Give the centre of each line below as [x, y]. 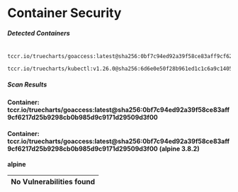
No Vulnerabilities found [53, 182]
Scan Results [27, 84]
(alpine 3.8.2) [179, 148]
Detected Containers [39, 33]
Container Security [64, 13]
